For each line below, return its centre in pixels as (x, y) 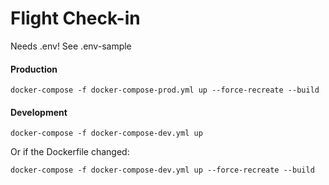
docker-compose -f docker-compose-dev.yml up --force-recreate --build (162, 170)
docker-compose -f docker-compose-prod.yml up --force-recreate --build (165, 90)
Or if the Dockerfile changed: (70, 152)
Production (34, 69)
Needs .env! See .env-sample (71, 46)
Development (39, 112)
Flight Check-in (75, 18)
